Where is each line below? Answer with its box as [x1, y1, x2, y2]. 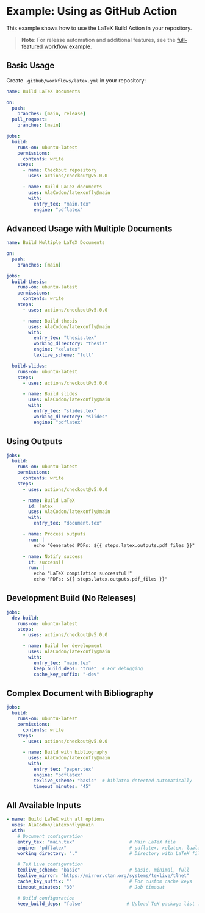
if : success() [28, 559, 64, 565]
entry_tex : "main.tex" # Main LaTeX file [17, 839, 176, 845]
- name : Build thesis [22, 318, 78, 324]
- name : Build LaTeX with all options [6, 816, 105, 823]
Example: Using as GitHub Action [6, 4, 178, 18]
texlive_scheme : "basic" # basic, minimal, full [17, 867, 190, 873]
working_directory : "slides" [33, 414, 108, 420]
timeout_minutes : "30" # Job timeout [17, 884, 165, 890]
